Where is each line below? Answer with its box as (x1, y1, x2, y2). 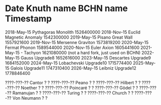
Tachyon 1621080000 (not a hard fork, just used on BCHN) (24, 49, 141, 56)
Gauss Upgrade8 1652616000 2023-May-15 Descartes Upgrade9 (20, 55, 151, 60)
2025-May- (132, 60, 156, 66)
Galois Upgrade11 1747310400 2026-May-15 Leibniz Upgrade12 (10, 65, 136, 71)
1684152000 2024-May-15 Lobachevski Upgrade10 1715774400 (5, 60, 132, 66)
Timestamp (5, 13, 52, 24)
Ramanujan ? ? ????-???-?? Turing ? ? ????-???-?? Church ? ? (12, 90, 134, 96)
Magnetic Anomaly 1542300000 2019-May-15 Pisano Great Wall (5, 34, 133, 40)
